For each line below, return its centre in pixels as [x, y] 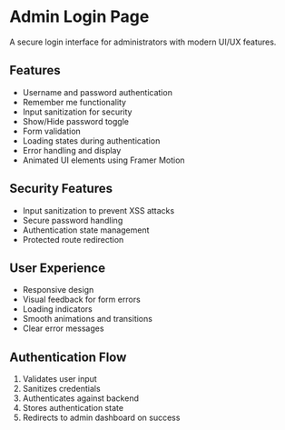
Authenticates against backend [80, 398]
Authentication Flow [68, 357]
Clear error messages [63, 328]
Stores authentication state [73, 408]
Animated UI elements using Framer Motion [103, 160]
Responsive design [58, 290]
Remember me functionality [74, 102]
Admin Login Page [79, 17]
